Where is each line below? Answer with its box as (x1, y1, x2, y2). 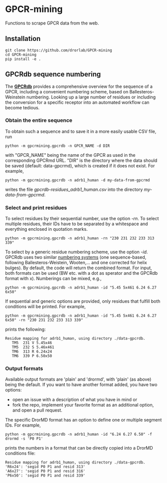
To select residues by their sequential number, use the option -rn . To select (5, 216, 159, 222)
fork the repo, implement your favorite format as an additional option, (12, 402, 154, 408)
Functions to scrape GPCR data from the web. (5, 20, 99, 26)
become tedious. (5, 104, 40, 110)
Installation (5, 34, 41, 43)
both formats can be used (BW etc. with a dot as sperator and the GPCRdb (5, 270, 158, 276)
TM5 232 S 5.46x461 (11, 345, 55, 350)
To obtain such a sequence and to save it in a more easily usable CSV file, (5, 128, 157, 134)
